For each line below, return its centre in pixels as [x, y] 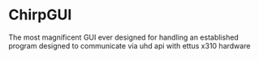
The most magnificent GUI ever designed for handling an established [124, 37]
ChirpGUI [40, 15]
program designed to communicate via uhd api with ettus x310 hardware [129, 45]
